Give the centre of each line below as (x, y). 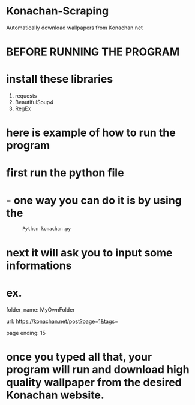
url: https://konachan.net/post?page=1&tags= (62, 321)
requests (26, 96)
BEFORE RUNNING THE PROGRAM (93, 52)
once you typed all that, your (79, 357)
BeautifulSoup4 (34, 102)
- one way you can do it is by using (94, 200)
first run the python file (65, 173)
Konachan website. (55, 395)
